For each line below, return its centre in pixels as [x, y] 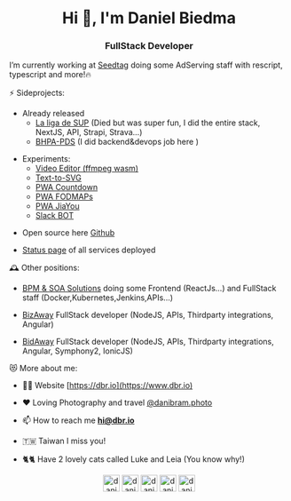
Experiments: [46, 159]
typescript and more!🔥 [50, 75]
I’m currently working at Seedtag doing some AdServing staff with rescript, [146, 65]
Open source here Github [68, 233]
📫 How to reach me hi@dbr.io [78, 420]
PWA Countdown [67, 187]
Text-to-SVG [58, 178]
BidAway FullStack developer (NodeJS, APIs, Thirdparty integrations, [148, 342]
